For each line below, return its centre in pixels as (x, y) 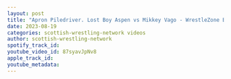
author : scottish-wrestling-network (59, 39)
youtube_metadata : (33, 65)
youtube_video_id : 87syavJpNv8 (52, 52)
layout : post (26, 13)
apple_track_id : (30, 58)
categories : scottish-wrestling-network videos (77, 33)
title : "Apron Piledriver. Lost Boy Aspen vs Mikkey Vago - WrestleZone (113, 20)
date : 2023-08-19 (32, 26)
